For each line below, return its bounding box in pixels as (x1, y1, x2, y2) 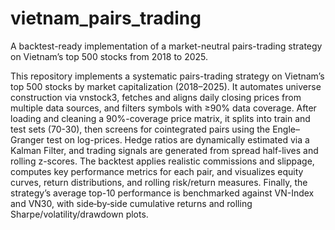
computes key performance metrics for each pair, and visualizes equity (10, 165, 304, 177)
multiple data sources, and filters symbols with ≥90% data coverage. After (10, 102, 317, 114)
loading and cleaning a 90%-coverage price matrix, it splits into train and (10, 112, 311, 124)
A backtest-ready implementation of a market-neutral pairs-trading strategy (10, 40, 323, 52)
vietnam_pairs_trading (10, 7, 202, 30)
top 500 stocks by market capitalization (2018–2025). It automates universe (10, 80, 322, 92)
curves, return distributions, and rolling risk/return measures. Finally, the (10, 176, 308, 188)
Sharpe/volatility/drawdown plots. (10, 208, 149, 220)
